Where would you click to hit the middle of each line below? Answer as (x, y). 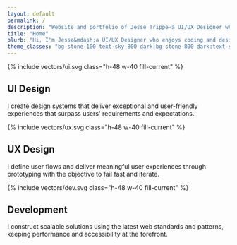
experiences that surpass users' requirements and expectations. (101, 113)
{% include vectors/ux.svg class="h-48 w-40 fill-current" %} (96, 127)
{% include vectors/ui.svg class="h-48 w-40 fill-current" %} (95, 67)
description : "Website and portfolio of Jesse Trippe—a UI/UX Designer (115, 27)
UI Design (29, 89)
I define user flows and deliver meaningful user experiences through (107, 166)
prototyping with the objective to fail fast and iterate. (84, 174)
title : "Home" (28, 34)
